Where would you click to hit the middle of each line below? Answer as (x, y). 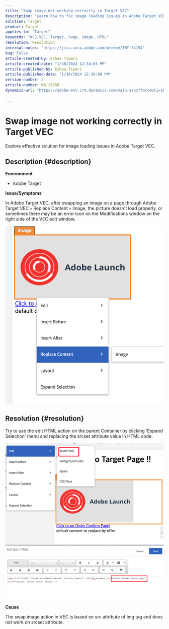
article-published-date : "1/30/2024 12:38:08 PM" (58, 75)
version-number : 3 (24, 80)
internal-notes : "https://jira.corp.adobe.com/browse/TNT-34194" (75, 48)
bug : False (17, 53)
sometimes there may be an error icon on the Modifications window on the (82, 214)
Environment (19, 174)
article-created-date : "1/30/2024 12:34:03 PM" (56, 64)
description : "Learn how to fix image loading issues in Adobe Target (81, 16)
